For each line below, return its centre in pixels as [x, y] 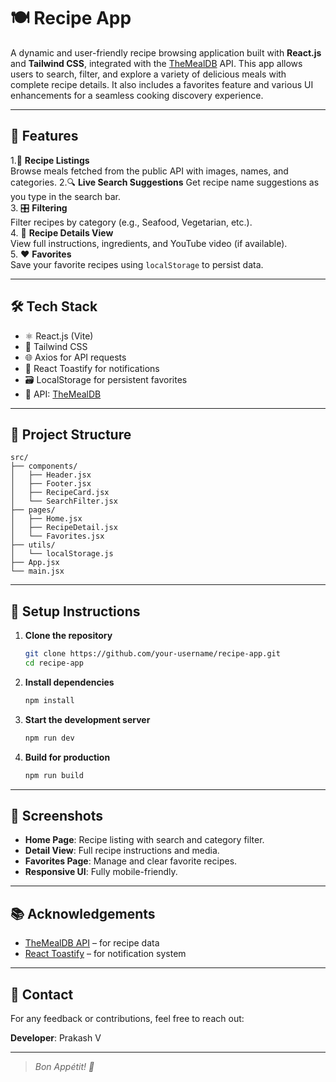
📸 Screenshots [57, 815]
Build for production [67, 757]
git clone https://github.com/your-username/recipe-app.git [152, 654]
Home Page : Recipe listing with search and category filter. [144, 840]
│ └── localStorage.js [62, 554]
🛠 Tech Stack [54, 306]
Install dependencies [69, 682]
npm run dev [49, 738]
